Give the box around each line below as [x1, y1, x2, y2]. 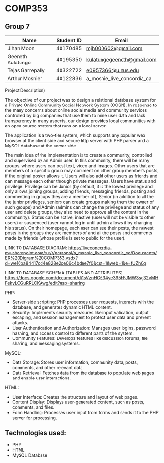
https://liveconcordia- [68, 245, 112, 251]
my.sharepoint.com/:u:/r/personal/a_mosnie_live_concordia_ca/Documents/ [5, 250, 157, 255]
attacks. [12, 320, 28, 325]
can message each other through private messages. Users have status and [5, 178, 156, 184]
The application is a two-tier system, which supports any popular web [5, 132, 145, 138]
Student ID [56, 37, 82, 43]
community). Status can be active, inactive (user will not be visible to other [5, 214, 155, 220]
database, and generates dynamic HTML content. [12, 304, 112, 310]
